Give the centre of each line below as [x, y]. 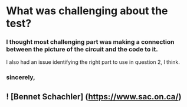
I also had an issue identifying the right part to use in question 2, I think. [93, 62]
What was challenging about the [87, 11]
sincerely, [21, 77]
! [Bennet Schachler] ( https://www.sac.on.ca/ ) [94, 97]
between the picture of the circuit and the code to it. [82, 50]
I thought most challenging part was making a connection [90, 42]
